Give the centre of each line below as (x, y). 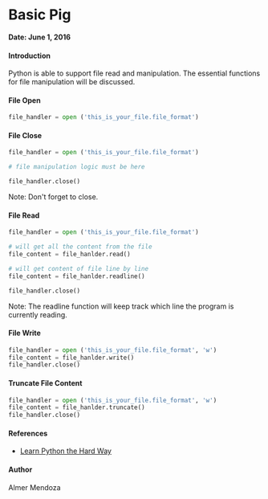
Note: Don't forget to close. (53, 197)
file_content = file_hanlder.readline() (77, 276)
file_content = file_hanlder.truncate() (77, 407)
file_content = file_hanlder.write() (71, 358)
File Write (25, 333)
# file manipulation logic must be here (77, 167)
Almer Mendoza (35, 487)
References (28, 433)
